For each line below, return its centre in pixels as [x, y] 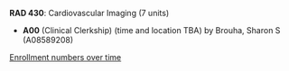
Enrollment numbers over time [65, 57]
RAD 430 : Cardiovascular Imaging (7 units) [89, 13]
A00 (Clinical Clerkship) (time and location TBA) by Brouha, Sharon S [151, 30]
